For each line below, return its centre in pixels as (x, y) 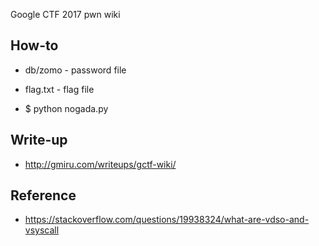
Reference (43, 195)
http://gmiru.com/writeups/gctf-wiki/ (100, 164)
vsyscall (42, 230)
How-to (34, 45)
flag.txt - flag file (59, 89)
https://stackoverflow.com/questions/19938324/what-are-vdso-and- (167, 220)
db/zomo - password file (75, 70)
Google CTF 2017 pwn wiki (65, 14)
